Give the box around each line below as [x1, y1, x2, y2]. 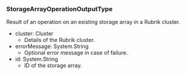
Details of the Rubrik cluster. [24, 37, 95, 44]
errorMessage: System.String [15, 43, 89, 50]
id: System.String [15, 56, 59, 63]
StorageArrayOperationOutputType [6, 5, 113, 13]
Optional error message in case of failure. [24, 49, 128, 56]
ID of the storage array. [24, 62, 82, 69]
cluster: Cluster [15, 30, 53, 37]
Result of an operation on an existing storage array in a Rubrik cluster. [6, 19, 181, 26]
